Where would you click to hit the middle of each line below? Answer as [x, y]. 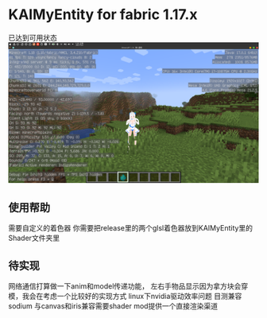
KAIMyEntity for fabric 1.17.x [103, 15]
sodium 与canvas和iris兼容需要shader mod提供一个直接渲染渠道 [113, 306]
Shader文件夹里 [34, 238]
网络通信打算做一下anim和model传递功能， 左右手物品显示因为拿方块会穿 [128, 286]
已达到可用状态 [33, 37]
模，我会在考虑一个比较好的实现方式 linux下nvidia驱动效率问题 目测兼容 [125, 297]
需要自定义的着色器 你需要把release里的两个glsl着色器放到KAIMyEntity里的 [130, 228]
